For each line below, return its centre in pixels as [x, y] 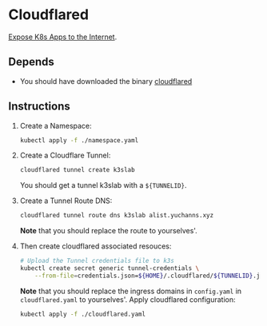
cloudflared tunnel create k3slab [77, 170]
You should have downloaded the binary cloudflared [106, 81]
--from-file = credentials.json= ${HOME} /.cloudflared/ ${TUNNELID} [144, 276]
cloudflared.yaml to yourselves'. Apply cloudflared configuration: [128, 299]
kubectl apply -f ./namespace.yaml [79, 140]
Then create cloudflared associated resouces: [96, 246]
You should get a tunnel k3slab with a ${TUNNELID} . [103, 185]
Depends [31, 62]
